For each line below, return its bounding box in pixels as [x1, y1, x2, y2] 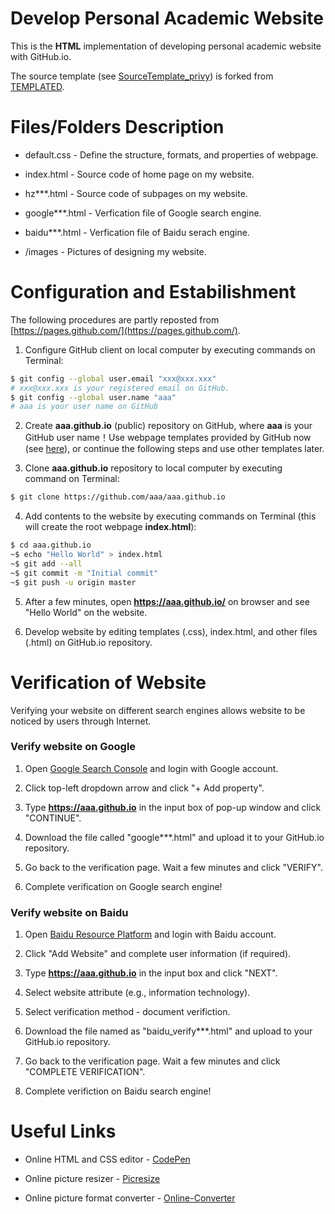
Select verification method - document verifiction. [24, 1006, 231, 1018]
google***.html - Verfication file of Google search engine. [24, 207, 262, 219]
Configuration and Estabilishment [10, 281, 297, 304]
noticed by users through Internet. [10, 715, 152, 727]
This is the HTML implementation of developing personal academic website [10, 40, 322, 52]
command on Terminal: [24, 473, 120, 485]
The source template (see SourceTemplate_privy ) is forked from [10, 70, 274, 82]
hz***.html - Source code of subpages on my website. [24, 187, 248, 199]
